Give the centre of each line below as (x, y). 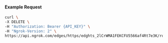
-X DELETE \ (17, 22)
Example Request (23, 7)
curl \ (12, 17)
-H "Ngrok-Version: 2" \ (31, 31)
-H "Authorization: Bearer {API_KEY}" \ (48, 26)
